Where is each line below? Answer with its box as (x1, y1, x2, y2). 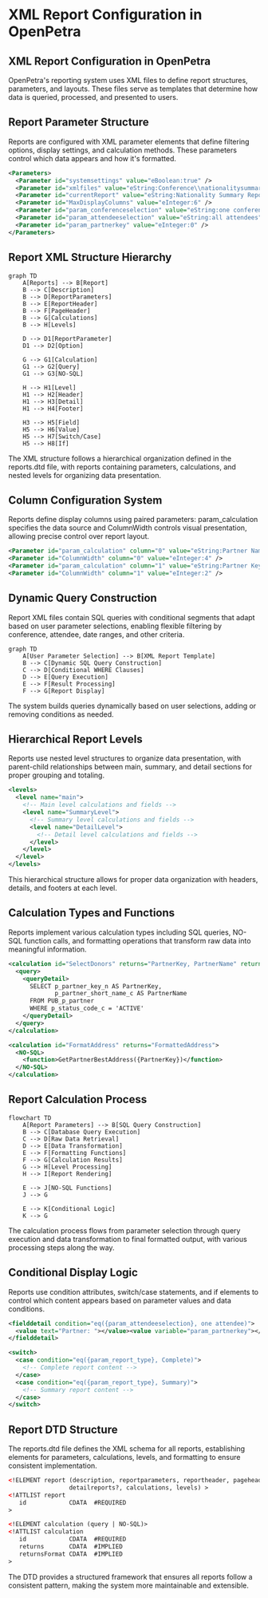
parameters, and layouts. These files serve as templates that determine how (8, 84, 258, 93)
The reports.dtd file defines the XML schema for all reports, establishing (8, 1444, 246, 1454)
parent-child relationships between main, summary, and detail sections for (8, 762, 253, 772)
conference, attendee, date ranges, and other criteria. (8, 629, 185, 639)
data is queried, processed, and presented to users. (8, 93, 179, 101)
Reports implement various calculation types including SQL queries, (8, 928, 231, 937)
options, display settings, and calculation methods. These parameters (8, 145, 238, 155)
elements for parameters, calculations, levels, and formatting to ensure (8, 1453, 241, 1462)
